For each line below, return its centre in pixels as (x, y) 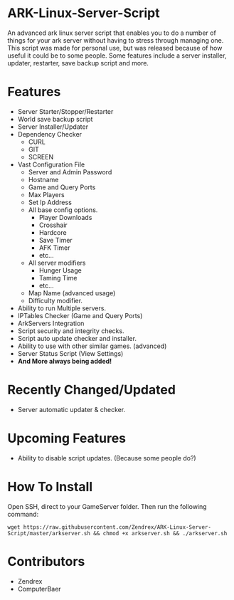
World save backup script (55, 119)
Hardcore (53, 232)
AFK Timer (54, 248)
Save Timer (55, 240)
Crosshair (53, 225)
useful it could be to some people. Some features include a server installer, (117, 56)
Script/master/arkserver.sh (49, 533)
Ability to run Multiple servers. (62, 308)
